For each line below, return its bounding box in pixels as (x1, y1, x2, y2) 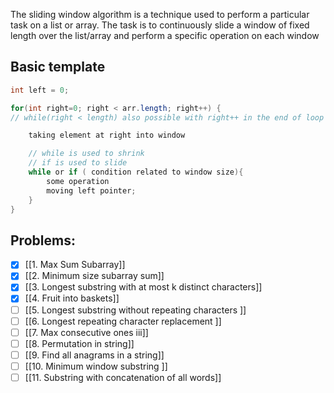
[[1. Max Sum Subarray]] (24, 259, 126, 271)
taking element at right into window (28, 130, 186, 141)
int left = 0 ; (10, 85, 70, 95)
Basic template (10, 59, 106, 76)
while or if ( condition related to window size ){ (28, 167, 244, 178)
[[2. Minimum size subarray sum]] (24, 270, 165, 282)
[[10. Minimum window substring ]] (24, 360, 168, 372)
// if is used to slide (28, 158, 128, 168)
